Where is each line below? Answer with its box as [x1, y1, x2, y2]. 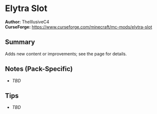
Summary [5, 38, 35, 46]
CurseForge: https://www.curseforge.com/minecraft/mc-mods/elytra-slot [5, 24, 152, 29]
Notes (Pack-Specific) [5, 65, 73, 73]
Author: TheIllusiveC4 [5, 19, 50, 25]
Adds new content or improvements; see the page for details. [5, 51, 127, 57]
